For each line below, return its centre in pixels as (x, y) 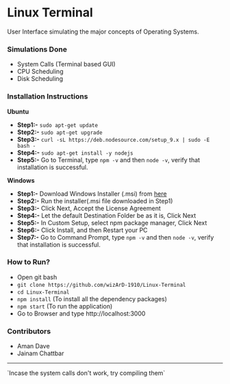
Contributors (29, 331)
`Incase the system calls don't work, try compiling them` (86, 373)
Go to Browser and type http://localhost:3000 (81, 313)
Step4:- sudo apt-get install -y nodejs (75, 153)
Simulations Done (37, 49)
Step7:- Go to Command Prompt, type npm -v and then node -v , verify (115, 237)
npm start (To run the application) (65, 306)
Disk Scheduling (40, 79)
